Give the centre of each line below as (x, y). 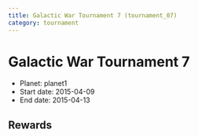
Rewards (30, 125)
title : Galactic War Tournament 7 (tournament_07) (93, 15)
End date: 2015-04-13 (55, 100)
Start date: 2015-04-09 (57, 92)
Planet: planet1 (43, 83)
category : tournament (44, 23)
